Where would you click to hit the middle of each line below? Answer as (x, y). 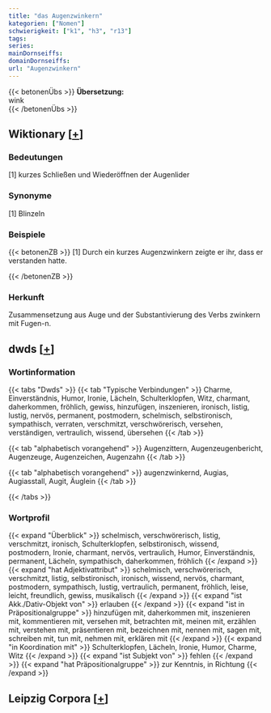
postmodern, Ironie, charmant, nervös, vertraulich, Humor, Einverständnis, (132, 553)
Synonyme (30, 196)
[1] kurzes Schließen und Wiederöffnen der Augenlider (99, 175)
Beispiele (27, 234)
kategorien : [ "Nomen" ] (47, 23)
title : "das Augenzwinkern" (56, 16)
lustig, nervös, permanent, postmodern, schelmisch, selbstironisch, (121, 416)
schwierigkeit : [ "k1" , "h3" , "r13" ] (70, 31)
